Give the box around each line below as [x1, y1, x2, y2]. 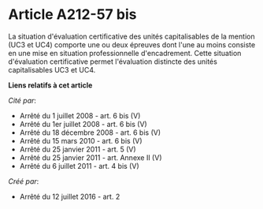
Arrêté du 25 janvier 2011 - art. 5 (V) [19, 144, 136, 154]
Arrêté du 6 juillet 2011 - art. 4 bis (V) [19, 161, 139, 170]
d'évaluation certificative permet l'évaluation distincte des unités [8, 57, 218, 66]
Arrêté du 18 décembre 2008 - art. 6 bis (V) [19, 128, 161, 137]
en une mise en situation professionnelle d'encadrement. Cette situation [8, 48, 242, 58]
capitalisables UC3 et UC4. [8, 65, 96, 74]
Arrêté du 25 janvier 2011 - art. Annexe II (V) [19, 152, 162, 162]
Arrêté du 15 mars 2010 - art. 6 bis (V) [19, 136, 143, 145]
